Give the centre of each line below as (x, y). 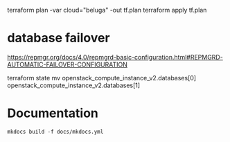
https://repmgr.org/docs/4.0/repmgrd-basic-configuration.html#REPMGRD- (115, 57)
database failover (59, 38)
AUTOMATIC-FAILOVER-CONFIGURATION (68, 64)
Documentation (53, 113)
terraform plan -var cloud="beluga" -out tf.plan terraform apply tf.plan (107, 10)
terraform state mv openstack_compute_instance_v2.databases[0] (101, 78)
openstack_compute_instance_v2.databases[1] (74, 85)
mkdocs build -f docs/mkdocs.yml (55, 132)
